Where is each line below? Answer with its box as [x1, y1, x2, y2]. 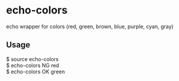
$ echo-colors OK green [6, 68, 65, 75]
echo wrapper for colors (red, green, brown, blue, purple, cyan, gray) [6, 23, 174, 30]
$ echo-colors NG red [6, 62, 59, 69]
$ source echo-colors [6, 55, 59, 62]
